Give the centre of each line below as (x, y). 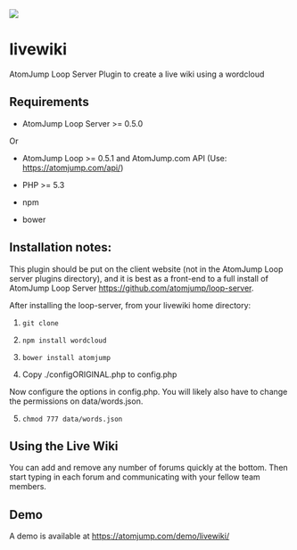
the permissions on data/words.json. (76, 401)
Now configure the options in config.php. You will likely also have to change (148, 391)
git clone (41, 323)
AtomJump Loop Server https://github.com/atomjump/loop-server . (132, 288)
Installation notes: (61, 247)
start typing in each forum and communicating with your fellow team (135, 477)
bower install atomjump (66, 357)
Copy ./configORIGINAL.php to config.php (99, 374)
